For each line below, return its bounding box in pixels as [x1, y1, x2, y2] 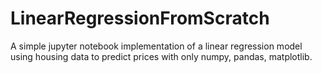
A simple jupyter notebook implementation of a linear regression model [10, 40, 303, 52]
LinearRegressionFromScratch [10, 7, 270, 30]
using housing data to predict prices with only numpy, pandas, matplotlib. [10, 50, 313, 62]
